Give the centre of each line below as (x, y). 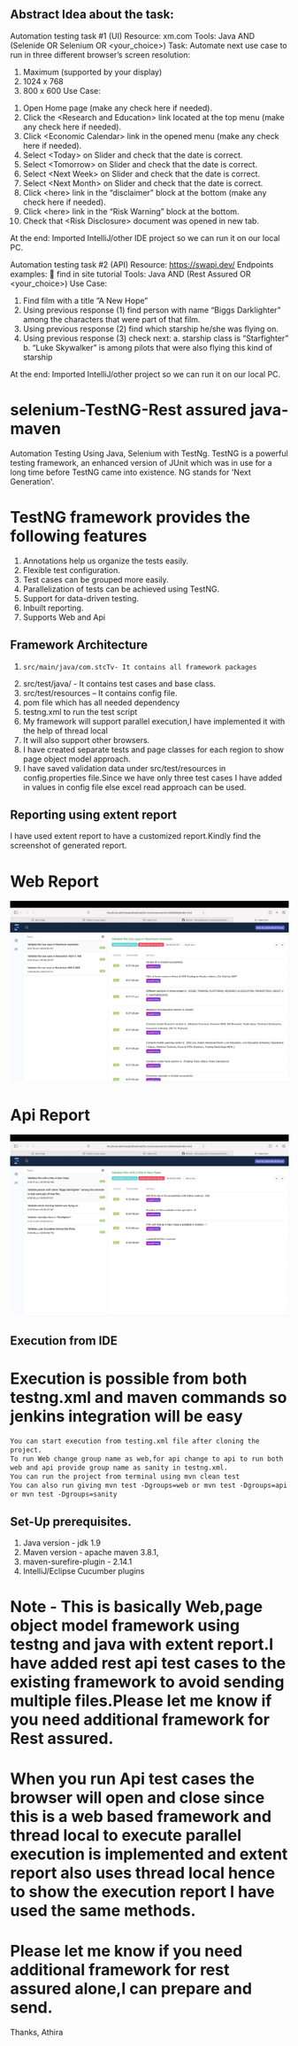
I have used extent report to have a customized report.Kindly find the (136, 836)
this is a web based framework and (141, 1817)
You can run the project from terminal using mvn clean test (125, 1477)
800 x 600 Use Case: (61, 90)
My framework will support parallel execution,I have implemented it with (154, 721)
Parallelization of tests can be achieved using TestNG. (121, 589)
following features (79, 536)
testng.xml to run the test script (80, 711)
